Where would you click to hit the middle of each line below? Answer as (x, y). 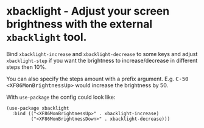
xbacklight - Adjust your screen (88, 11)
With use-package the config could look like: (61, 97)
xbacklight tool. (47, 37)
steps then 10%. (26, 67)
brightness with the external (79, 24)
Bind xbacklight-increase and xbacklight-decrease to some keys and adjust (102, 54)
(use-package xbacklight (38, 108)
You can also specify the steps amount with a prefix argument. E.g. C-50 (97, 79)
